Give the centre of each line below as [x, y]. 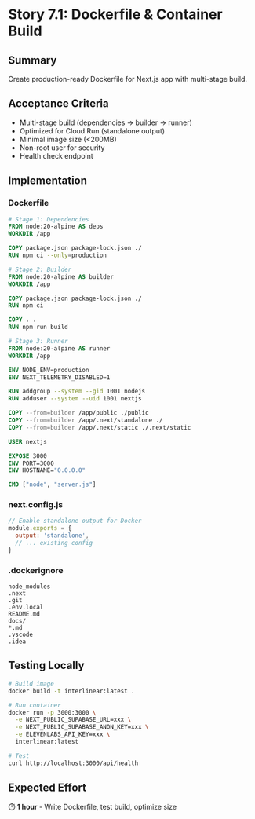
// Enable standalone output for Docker [75, 521]
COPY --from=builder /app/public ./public [78, 413]
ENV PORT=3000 [31, 463]
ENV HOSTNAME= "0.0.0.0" [47, 470]
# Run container [35, 705]
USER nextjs [27, 441]
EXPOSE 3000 [27, 456]
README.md [24, 614]
